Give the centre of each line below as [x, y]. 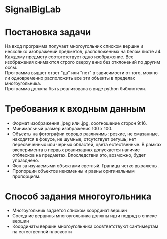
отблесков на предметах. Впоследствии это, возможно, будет [79, 155]
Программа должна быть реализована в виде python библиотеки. [76, 89]
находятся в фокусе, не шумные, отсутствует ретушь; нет [74, 139]
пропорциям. [26, 176]
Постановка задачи [48, 32]
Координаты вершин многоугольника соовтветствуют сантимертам [85, 226]
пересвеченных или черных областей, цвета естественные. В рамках [87, 145]
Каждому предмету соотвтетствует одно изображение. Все [69, 57]
